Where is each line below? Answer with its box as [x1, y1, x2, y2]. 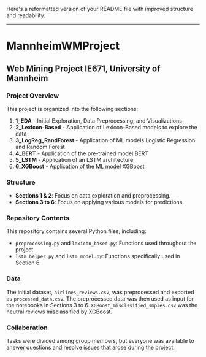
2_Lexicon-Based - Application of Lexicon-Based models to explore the [15, 123, 197, 131]
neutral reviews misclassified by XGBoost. [6, 308, 112, 315]
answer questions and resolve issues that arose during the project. [6, 344, 175, 351]
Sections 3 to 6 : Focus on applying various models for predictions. [15, 199, 184, 206]
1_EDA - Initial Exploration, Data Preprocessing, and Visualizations [15, 117, 183, 125]
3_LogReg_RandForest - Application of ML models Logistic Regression [15, 136, 196, 144]
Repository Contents [6, 214, 69, 223]
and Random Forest [15, 143, 65, 150]
